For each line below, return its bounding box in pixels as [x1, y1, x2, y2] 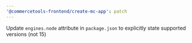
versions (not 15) [6, 30, 47, 38]
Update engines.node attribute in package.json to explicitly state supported [6, 24, 186, 31]
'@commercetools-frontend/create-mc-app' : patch [6, 8, 127, 15]
